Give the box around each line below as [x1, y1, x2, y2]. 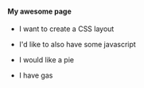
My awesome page [7, 6, 72, 16]
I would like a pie [18, 55, 75, 65]
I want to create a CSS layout [18, 24, 115, 34]
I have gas [18, 70, 53, 80]
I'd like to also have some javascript [18, 40, 136, 50]
